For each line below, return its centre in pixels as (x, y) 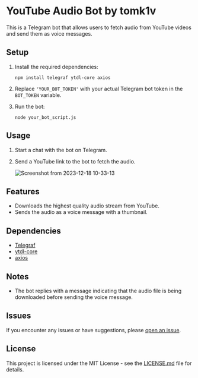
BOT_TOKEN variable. (38, 95)
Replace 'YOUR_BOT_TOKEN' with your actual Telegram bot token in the (99, 89)
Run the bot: (30, 106)
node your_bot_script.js (45, 117)
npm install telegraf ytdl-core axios (63, 78)
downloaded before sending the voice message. (74, 297)
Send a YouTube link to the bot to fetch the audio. (75, 161)
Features (23, 191)
